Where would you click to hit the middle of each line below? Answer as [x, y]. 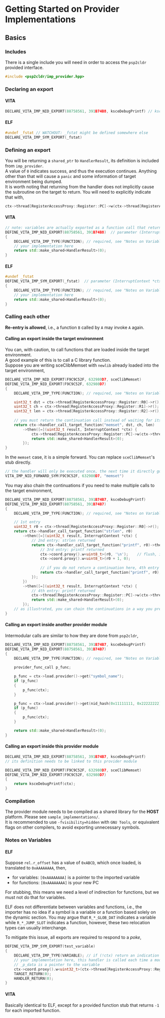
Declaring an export [29, 89]
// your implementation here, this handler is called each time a [83, 960]
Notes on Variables [28, 840]
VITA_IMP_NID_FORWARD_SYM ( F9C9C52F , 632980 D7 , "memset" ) [65, 476]
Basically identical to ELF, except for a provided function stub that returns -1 [82, 1005]
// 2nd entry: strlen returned [63, 540]
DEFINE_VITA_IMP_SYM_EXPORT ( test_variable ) [50, 946]
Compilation [20, 801]
